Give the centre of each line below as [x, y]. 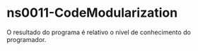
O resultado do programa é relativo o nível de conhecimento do [99, 32]
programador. [27, 39]
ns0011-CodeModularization [92, 13]
